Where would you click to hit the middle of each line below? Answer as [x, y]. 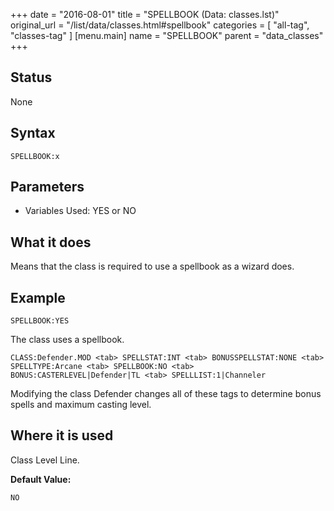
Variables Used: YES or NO [80, 211]
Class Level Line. [45, 460]
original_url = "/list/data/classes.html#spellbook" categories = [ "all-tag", [160, 25]
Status [31, 77]
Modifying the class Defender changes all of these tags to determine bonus [166, 394]
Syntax [33, 133]
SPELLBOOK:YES [40, 321]
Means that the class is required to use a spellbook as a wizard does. [152, 266]
